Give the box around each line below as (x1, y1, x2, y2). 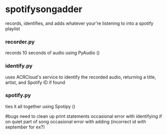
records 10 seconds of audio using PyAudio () (5, 50, 100, 56)
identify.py (5, 62, 33, 69)
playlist (5, 25, 20, 31)
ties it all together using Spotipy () (5, 103, 76, 109)
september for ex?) (5, 124, 45, 130)
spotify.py (5, 92, 31, 99)
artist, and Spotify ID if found (5, 79, 66, 85)
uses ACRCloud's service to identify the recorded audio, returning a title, (5, 74, 156, 80)
